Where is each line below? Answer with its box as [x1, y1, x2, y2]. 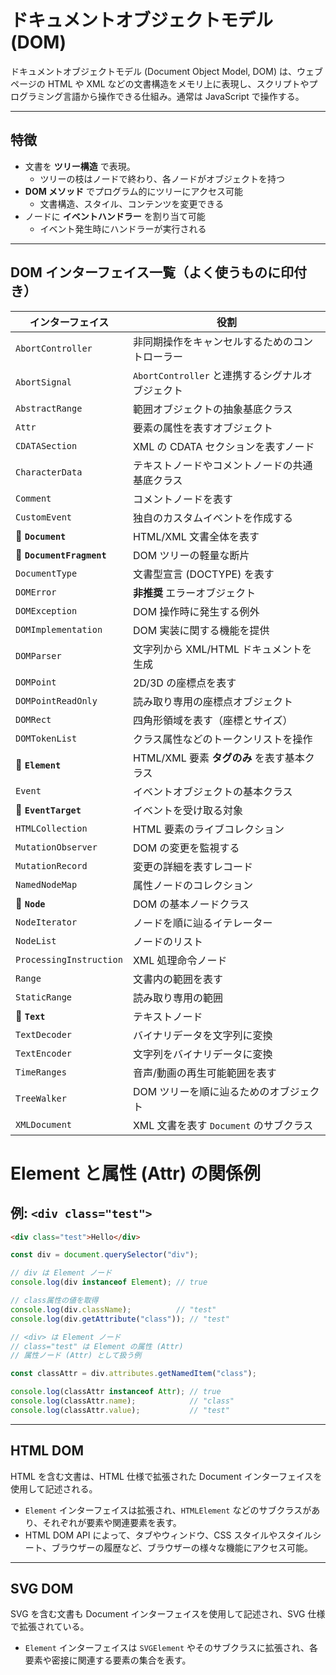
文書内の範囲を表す [132, 972, 223, 986]
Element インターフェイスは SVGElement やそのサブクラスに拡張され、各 [24, 1642, 318, 1654]
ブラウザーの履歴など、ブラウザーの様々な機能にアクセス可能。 [51, 1541, 314, 1553]
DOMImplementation [15, 624, 103, 635]
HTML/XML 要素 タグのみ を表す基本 [132, 751, 305, 765]
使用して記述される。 [10, 1482, 98, 1495]
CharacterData [15, 466, 83, 478]
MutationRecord [15, 860, 88, 871]
